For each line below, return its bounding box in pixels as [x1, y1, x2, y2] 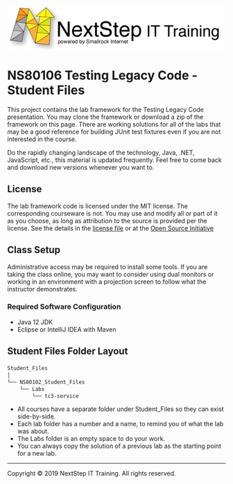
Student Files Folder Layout [7, 346, 128, 357]
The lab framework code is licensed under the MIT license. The [7, 202, 189, 210]
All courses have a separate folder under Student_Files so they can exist [17, 405, 224, 413]
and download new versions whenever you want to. [7, 163, 155, 171]
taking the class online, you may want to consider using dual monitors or [7, 270, 214, 278]
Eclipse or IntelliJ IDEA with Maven [17, 325, 116, 333]
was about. [17, 427, 50, 435]
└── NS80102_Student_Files [7, 378, 85, 385]
